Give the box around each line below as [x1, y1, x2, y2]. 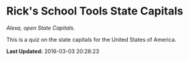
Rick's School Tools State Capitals [6, 4, 183, 18]
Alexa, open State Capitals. [6, 24, 75, 31]
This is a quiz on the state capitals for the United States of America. [6, 36, 177, 43]
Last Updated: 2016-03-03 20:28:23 [6, 47, 100, 55]
